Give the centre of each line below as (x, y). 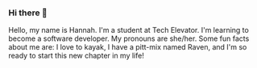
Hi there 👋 (28, 13)
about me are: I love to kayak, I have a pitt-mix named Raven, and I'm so (128, 47)
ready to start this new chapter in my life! (77, 56)
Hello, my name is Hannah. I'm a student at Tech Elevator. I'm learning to (129, 30)
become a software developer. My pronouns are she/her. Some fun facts (129, 38)
